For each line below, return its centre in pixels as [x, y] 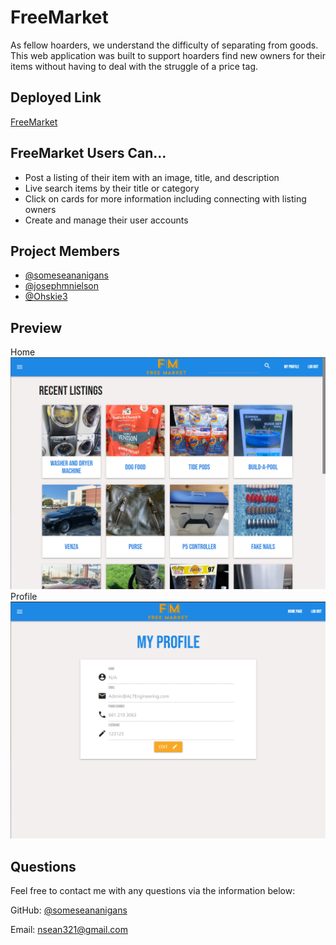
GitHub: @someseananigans [69, 910]
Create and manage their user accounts [106, 220]
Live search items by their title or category [112, 188]
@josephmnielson [62, 286]
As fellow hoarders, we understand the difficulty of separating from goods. [164, 45]
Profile [24, 597]
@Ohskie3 [46, 297]
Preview [36, 327]
